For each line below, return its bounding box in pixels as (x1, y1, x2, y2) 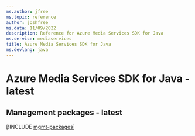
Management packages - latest (6, 108, 123, 118)
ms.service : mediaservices (6, 36, 72, 42)
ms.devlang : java (6, 47, 49, 53)
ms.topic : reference (6, 14, 57, 20)
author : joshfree (6, 19, 49, 25)
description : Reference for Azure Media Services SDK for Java (6, 30, 164, 36)
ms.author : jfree (6, 8, 49, 15)
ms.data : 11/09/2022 (6, 25, 57, 31)
